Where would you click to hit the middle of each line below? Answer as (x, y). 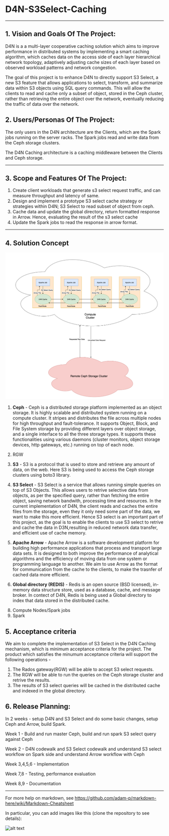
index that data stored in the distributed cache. (61, 600)
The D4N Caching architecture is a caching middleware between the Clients (84, 153)
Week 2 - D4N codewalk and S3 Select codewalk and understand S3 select (83, 749)
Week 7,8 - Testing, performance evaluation (51, 774)
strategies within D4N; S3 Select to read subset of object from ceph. (83, 206)
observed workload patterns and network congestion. (61, 67)
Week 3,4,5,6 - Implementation (37, 764)
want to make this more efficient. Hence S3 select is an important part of (88, 517)
